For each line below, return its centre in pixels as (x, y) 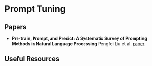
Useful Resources (32, 59)
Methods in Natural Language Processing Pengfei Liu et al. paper (78, 44)
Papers (16, 27)
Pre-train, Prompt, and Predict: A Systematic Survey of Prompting (79, 38)
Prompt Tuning (35, 9)
